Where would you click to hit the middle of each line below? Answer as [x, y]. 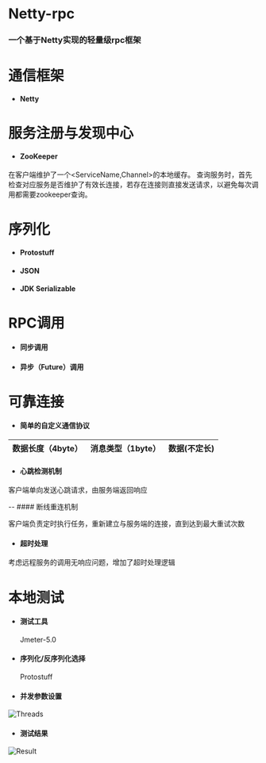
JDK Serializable [48, 289]
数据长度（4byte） [48, 449]
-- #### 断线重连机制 [43, 507]
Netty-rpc [42, 14]
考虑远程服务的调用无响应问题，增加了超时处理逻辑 [92, 562]
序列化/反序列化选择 [52, 658]
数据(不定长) [191, 449]
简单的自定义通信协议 [54, 426]
